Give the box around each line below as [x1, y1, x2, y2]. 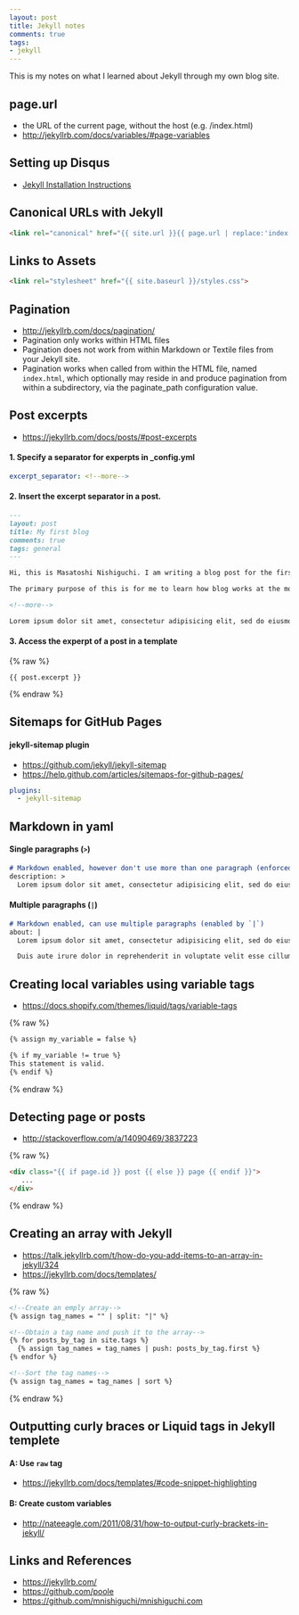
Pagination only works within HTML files [21, 334, 171, 345]
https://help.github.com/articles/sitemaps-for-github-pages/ [21, 769, 244, 779]
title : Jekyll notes [9, 21, 86, 30]
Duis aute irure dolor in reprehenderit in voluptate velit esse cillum [17, 952, 293, 961]
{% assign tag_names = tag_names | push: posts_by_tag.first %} [17, 1344, 261, 1354]
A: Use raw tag [9, 1457, 63, 1468]
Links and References [9, 1553, 132, 1568]
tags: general [9, 544, 62, 553]
